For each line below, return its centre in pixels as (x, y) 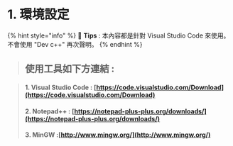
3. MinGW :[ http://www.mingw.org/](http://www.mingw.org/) (118, 135)
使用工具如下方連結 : (70, 69)
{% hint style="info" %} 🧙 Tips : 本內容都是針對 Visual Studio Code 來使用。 (119, 35)
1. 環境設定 (38, 15)
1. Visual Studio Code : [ (60, 87)
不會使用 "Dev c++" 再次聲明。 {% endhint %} (75, 44)
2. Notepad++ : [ (49, 111)
